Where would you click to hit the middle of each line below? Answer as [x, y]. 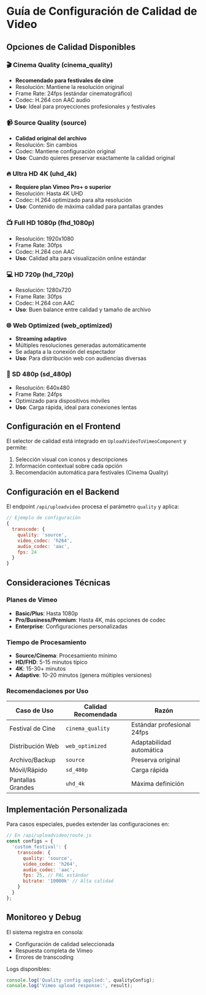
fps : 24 [27, 552]
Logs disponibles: [29, 969]
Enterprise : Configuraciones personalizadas [71, 626]
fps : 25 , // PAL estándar [55, 875]
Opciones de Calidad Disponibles [71, 47]
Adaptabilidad [151, 742]
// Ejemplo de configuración [44, 518]
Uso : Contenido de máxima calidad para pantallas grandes [89, 207]
